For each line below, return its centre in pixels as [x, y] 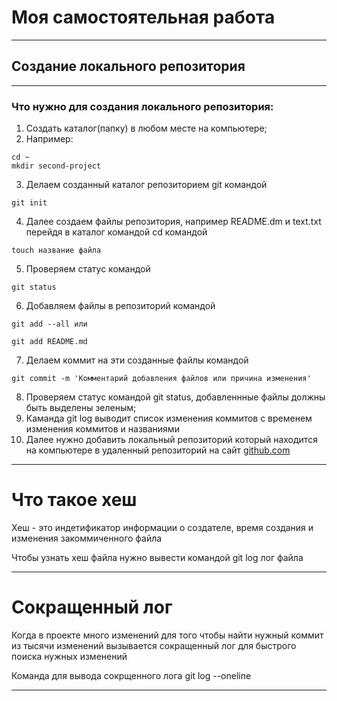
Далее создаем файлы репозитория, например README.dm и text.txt [173, 222]
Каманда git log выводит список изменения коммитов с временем [169, 418]
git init [29, 203]
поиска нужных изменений [69, 656]
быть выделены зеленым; [81, 408]
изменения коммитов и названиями [102, 429]
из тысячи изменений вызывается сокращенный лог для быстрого [154, 645]
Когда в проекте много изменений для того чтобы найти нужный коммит [167, 635]
